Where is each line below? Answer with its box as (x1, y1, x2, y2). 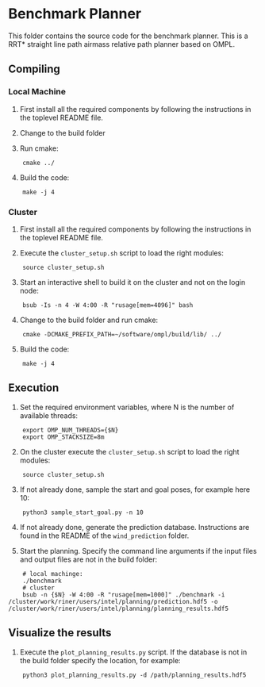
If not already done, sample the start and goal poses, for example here (19, 485, 251, 494)
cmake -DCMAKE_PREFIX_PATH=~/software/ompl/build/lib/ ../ (22, 330, 222, 338)
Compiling (8, 63, 61, 76)
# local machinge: (22, 570, 83, 578)
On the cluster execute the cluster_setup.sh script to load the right (19, 447, 240, 456)
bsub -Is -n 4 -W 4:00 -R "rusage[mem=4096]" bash (22, 301, 194, 309)
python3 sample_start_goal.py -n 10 (22, 509, 144, 516)
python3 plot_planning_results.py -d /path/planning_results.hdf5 (22, 671, 247, 679)
